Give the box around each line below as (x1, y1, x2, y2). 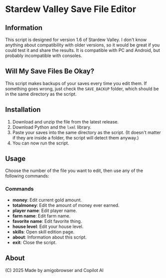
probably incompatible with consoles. (5, 52, 82, 58)
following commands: (5, 173, 49, 179)
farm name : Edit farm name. (12, 212, 71, 218)
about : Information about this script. (12, 234, 87, 240)
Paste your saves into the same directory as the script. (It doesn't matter (12, 129, 161, 135)
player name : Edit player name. (12, 207, 77, 213)
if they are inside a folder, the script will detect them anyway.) (12, 134, 139, 140)
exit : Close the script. (12, 239, 57, 245)
